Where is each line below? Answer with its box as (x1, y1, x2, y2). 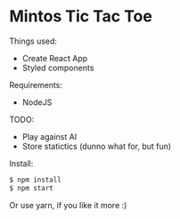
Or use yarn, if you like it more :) (9, 199, 127, 210)
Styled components (21, 62, 94, 73)
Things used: (9, 36, 58, 46)
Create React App (21, 53, 88, 63)
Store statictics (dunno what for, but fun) (21, 141, 172, 151)
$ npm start (9, 183, 53, 192)
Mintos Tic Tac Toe (9, 6, 153, 27)
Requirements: (9, 79, 62, 90)
